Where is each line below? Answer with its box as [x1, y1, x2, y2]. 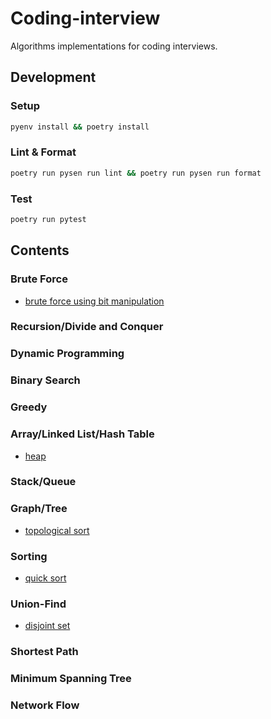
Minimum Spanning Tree [10, 672, 132, 686]
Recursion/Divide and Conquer [10, 320, 164, 334]
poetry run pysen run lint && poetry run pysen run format [10, 168, 262, 178]
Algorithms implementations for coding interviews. [10, 40, 218, 52]
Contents [10, 242, 70, 259]
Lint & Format [10, 145, 77, 159]
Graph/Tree [10, 502, 68, 516]
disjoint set [24, 620, 71, 632]
